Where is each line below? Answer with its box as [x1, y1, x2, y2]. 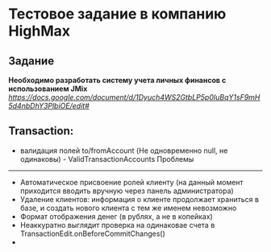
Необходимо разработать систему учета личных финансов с [8, 76, 227, 85]
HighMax [8, 22, 71, 40]
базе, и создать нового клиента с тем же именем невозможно [19, 203, 237, 213]
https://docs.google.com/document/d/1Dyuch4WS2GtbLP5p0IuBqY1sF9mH [8, 93, 261, 101]
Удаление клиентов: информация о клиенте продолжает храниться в [19, 194, 260, 204]
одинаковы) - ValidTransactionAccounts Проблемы [19, 154, 194, 163]
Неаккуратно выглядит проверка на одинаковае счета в [19, 220, 215, 229]
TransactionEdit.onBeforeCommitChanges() [19, 229, 165, 238]
